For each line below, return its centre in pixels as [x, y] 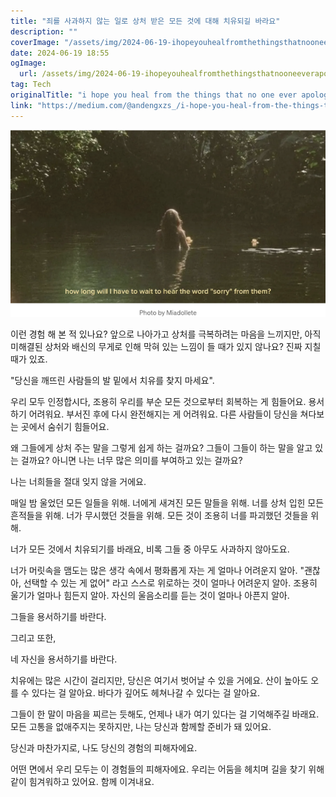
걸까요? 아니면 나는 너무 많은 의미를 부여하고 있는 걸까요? [131, 460]
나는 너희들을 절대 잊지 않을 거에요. [78, 481]
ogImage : [28, 63]
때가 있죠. [29, 359]
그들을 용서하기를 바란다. [58, 616]
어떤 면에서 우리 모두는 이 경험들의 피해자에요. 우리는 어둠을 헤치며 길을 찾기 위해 [167, 769]
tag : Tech [31, 85]
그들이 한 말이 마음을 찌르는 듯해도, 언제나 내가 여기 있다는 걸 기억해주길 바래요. [165, 714]
